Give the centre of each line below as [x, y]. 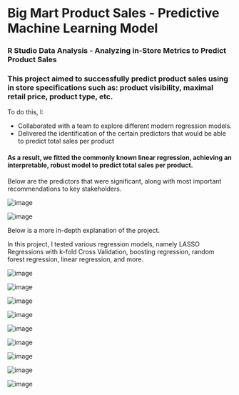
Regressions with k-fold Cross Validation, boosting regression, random [111, 251]
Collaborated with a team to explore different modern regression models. [124, 126]
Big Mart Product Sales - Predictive [113, 13]
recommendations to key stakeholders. [65, 189]
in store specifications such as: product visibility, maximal [111, 88]
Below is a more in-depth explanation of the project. [84, 230]
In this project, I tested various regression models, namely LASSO [103, 244]
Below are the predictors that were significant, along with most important [115, 181]
